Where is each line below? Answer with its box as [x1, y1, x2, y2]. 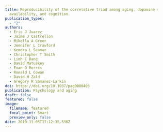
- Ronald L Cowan [9, 70, 45, 75]
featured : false [5, 97, 38, 102]
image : [5, 102, 18, 106]
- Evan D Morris [9, 66, 42, 71]
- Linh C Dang [9, 57, 38, 61]
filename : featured [9, 106, 49, 111]
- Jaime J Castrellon [9, 34, 53, 39]
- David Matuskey [9, 61, 45, 66]
